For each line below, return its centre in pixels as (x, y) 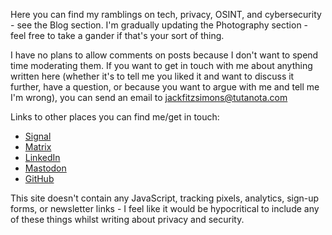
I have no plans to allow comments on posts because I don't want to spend (164, 55)
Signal (38, 136)
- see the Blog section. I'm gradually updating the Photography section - (159, 25)
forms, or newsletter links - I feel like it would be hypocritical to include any (165, 208)
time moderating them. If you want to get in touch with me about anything (161, 65)
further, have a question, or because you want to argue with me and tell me (165, 87)
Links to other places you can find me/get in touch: (115, 117)
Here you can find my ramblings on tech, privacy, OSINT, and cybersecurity (166, 14)
